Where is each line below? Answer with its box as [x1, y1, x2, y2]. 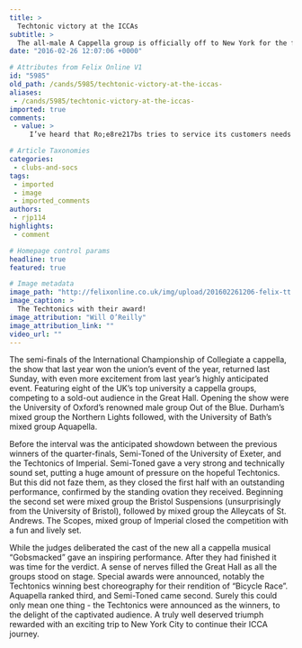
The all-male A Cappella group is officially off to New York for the [17, 38, 288, 48]
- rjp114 [13, 214, 47, 223]
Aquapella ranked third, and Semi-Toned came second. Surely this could [9, 590, 278, 601]
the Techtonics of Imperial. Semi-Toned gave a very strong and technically [9, 458, 285, 469]
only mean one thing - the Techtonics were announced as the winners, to [9, 600, 280, 611]
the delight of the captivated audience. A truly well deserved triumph [9, 609, 264, 620]
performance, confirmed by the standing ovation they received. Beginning [9, 487, 284, 497]
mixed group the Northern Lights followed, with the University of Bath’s [9, 412, 272, 423]
